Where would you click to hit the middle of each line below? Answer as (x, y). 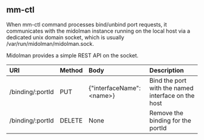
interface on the (172, 95)
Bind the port (168, 80)
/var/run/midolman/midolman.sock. (50, 43)
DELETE (71, 120)
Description (167, 70)
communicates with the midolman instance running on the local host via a (98, 31)
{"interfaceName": (115, 88)
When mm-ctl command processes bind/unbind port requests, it (87, 24)
